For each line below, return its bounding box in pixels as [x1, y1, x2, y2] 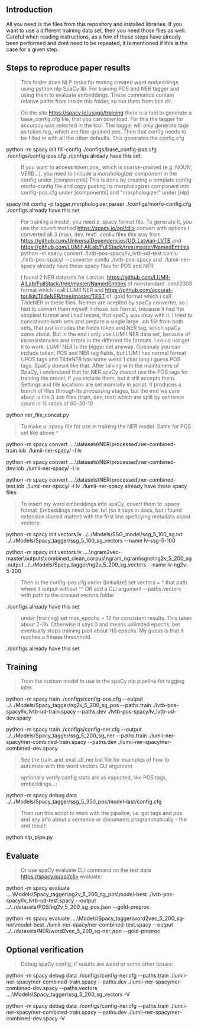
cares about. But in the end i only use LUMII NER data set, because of [20, 330, 190, 338]
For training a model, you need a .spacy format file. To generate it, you [20, 218, 192, 225]
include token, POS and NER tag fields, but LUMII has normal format [20, 349, 186, 357]
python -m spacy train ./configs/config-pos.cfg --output [6, 695, 144, 702]
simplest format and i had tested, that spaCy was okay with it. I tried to [20, 311, 193, 319]
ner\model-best [6, 921, 44, 928]
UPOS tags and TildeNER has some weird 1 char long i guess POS [20, 355, 181, 362]
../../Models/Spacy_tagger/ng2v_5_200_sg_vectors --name [24, 561, 167, 568]
